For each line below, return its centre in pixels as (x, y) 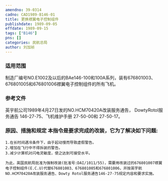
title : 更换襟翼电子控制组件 (32, 19)
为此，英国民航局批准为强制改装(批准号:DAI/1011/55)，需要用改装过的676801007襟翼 (84, 163)
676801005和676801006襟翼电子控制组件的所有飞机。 (62, 84)
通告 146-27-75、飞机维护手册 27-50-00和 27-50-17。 (66, 117)
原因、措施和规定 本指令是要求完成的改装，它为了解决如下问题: (81, 131)
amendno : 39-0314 (23, 10)
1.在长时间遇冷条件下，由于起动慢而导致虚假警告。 (51, 142)
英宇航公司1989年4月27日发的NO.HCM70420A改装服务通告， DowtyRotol (82, 110)
